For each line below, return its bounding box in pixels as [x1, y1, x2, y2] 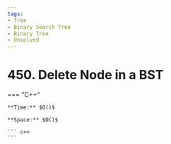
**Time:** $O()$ [7, 104, 55, 112]
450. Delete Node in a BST [7, 67, 164, 83]
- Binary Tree [7, 30, 49, 37]
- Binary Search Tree [7, 23, 71, 30]
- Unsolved [7, 37, 40, 44]
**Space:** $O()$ [7, 116, 59, 124]
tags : [7, 10, 23, 18]
